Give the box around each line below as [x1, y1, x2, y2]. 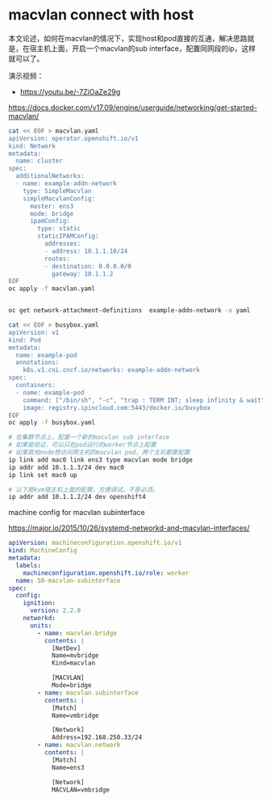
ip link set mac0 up [8, 471, 78, 479]
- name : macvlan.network [37, 741, 121, 749]
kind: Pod [8, 336, 42, 344]
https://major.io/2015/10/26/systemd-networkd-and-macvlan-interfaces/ [8, 523, 250, 533]
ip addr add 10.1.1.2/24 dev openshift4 [8, 493, 147, 501]
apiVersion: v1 [8, 328, 60, 336]
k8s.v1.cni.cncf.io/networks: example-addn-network [23, 366, 200, 374]
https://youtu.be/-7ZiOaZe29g [19, 87, 121, 96]
